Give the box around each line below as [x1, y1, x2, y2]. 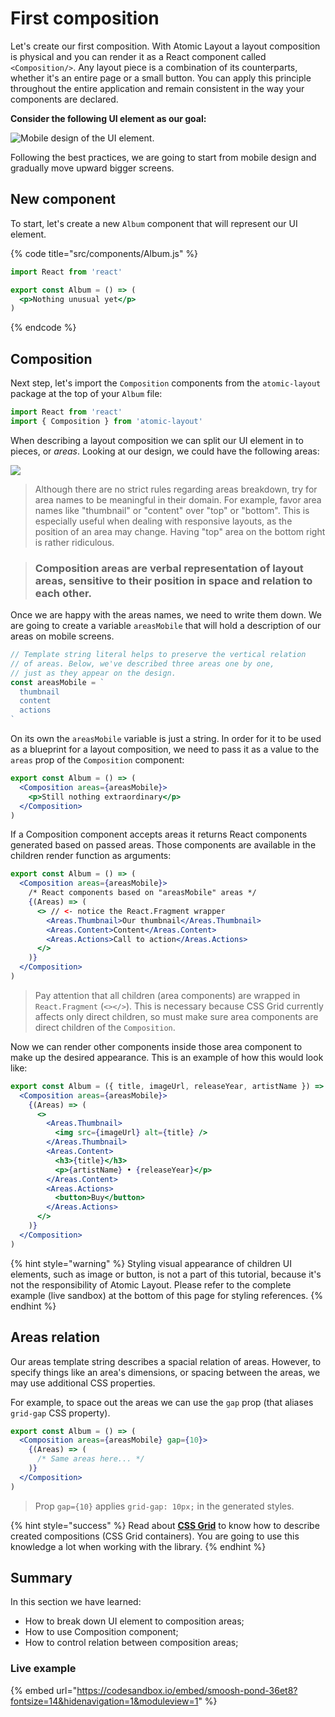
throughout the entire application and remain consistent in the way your [10, 82, 305, 94]
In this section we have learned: [10, 1596, 142, 1608]
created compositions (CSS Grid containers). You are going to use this [10, 1530, 300, 1542]
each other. [34, 586, 92, 600]
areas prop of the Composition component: [10, 754, 185, 766]
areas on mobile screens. [10, 630, 115, 642]
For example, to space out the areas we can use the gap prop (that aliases [10, 1396, 314, 1408]
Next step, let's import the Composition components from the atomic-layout [10, 377, 322, 389]
